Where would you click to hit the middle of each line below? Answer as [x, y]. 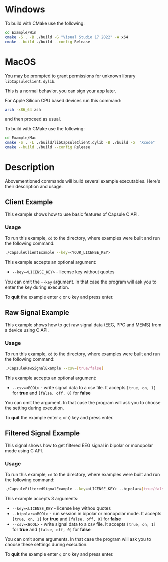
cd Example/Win [21, 32]
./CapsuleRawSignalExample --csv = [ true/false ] [54, 368]
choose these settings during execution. [47, 544]
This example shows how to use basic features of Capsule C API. [72, 214]
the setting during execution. [35, 408]
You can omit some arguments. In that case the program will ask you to [78, 539]
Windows [25, 9]
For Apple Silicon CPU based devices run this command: [63, 100]
